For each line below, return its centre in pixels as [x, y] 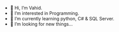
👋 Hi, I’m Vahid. [26, 8]
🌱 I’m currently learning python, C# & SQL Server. [62, 19]
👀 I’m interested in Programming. [44, 13]
